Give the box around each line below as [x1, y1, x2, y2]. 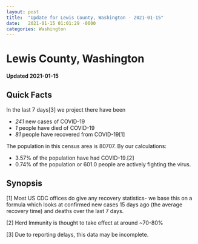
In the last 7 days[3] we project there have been [6, 106, 126, 113]
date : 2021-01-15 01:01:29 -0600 [6, 20, 96, 26]
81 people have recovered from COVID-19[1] [15, 130, 125, 138]
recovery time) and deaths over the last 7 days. [6, 207, 124, 214]
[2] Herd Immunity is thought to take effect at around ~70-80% [6, 219, 163, 226]
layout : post [6, 8, 39, 15]
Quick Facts [6, 90, 53, 100]
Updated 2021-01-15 [6, 72, 59, 80]
